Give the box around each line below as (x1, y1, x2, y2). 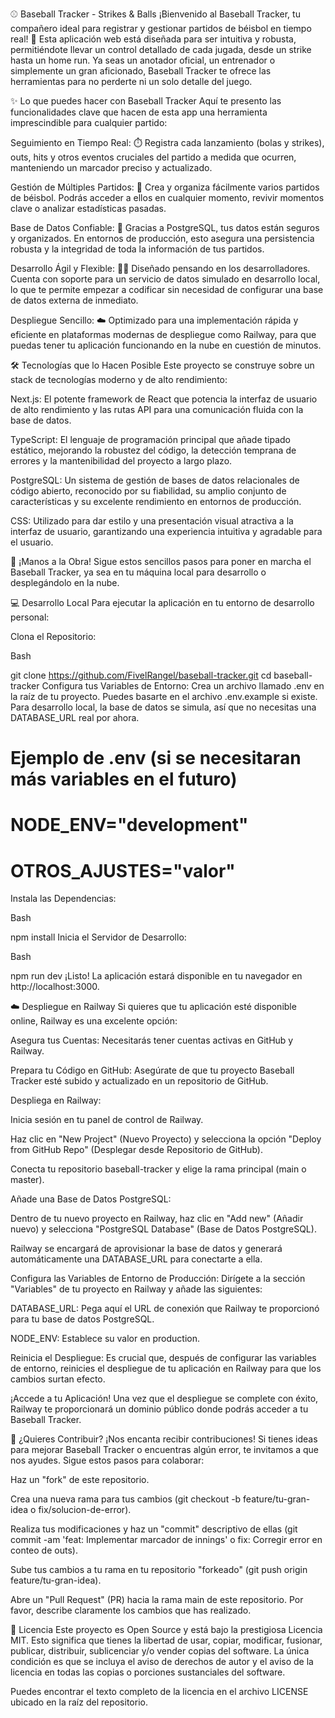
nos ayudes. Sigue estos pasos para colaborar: (10, 1454, 205, 1467)
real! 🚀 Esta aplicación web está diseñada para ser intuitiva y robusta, (10, 33, 297, 45)
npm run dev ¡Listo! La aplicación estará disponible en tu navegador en (10, 970, 303, 982)
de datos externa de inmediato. (10, 294, 139, 306)
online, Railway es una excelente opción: (10, 1015, 178, 1027)
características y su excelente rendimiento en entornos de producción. (10, 496, 302, 507)
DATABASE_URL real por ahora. (10, 712, 140, 723)
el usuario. (10, 536, 54, 548)
